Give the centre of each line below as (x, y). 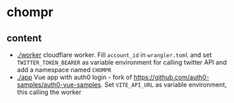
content (24, 38)
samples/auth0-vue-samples (59, 84)
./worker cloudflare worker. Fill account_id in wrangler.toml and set (114, 55)
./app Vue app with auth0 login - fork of (74, 77)
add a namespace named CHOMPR (64, 70)
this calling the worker (49, 92)
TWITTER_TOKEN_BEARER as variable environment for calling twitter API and (122, 62)
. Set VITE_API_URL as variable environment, (164, 84)
